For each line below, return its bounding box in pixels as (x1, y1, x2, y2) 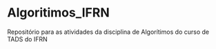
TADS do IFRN (7, 35, 48, 43)
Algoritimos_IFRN (7, 5, 110, 21)
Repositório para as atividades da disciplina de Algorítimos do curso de (7, 28, 209, 36)
